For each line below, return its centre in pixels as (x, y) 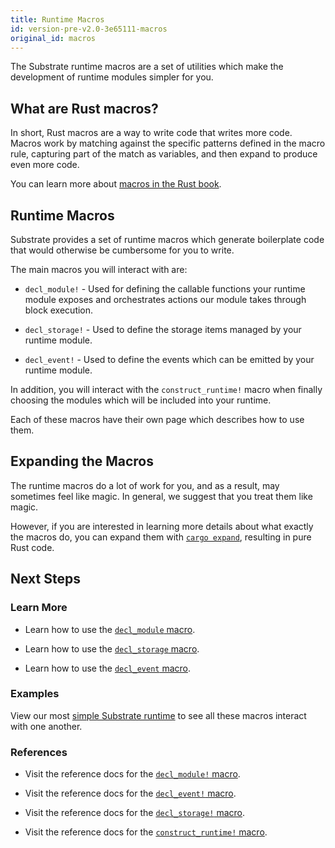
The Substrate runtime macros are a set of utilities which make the (147, 67)
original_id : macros (53, 38)
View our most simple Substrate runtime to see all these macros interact (158, 715)
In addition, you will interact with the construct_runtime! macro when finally (166, 389)
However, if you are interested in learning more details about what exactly (162, 526)
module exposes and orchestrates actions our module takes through (165, 299)
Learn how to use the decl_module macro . (110, 629)
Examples (35, 694)
